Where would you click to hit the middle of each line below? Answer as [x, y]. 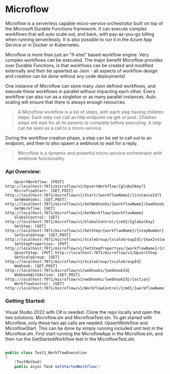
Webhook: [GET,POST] [36, 266]
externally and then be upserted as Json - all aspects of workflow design [81, 71]
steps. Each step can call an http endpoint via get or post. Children [87, 117]
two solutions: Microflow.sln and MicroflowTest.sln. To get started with [79, 317]
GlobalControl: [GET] [37, 218]
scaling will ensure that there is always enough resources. [66, 102]
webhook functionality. [41, 158]
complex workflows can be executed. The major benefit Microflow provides [84, 60]
